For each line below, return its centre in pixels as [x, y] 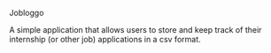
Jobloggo [27, 13]
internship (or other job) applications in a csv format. [105, 39]
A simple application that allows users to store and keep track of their [135, 30]
